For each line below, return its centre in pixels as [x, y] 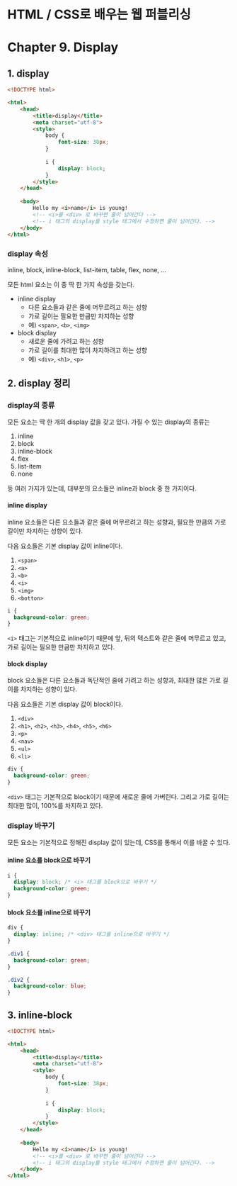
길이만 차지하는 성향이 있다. [45, 531]
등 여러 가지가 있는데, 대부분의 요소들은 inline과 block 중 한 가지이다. [102, 488]
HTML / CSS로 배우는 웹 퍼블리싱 [99, 15]
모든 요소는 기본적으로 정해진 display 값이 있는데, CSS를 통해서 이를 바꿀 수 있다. [119, 843]
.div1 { [19, 953]
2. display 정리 [39, 384]
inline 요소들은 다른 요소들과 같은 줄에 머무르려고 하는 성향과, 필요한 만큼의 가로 [117, 522]
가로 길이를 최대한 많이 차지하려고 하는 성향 [87, 350]
